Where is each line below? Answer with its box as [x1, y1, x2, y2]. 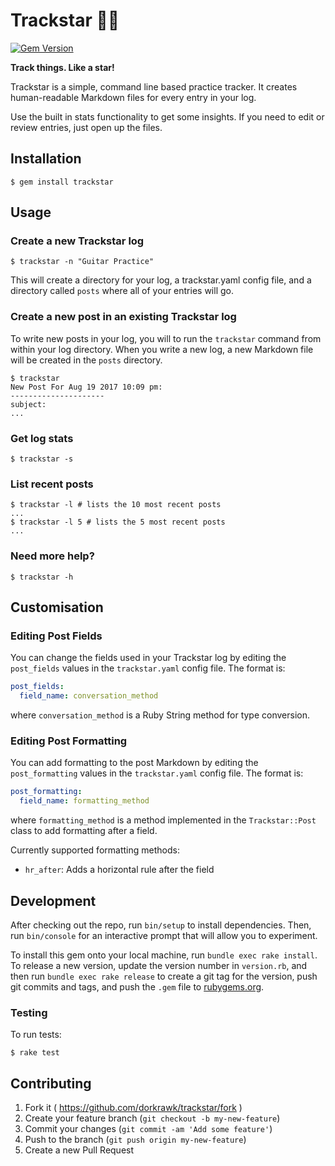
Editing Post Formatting [10, 734, 128, 748]
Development [10, 892, 97, 909]
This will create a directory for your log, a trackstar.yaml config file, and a [10, 274, 312, 286]
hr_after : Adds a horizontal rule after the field [24, 864, 215, 876]
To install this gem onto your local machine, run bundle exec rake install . [10, 949, 318, 961]
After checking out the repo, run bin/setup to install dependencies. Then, [10, 919, 312, 931]
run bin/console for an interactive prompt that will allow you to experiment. [10, 929, 318, 941]
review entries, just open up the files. [10, 121, 163, 133]
